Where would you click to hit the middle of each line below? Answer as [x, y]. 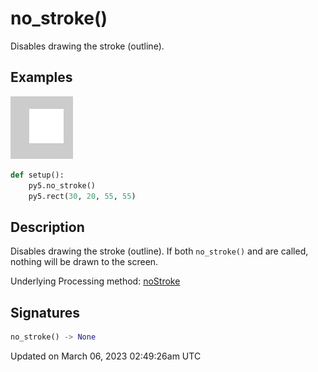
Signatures [45, 312]
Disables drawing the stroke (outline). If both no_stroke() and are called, [159, 251]
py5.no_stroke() [62, 185]
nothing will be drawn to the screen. [84, 262]
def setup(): [37, 175]
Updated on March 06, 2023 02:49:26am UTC [106, 356]
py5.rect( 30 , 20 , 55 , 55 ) [82, 196]
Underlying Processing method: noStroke [95, 281]
